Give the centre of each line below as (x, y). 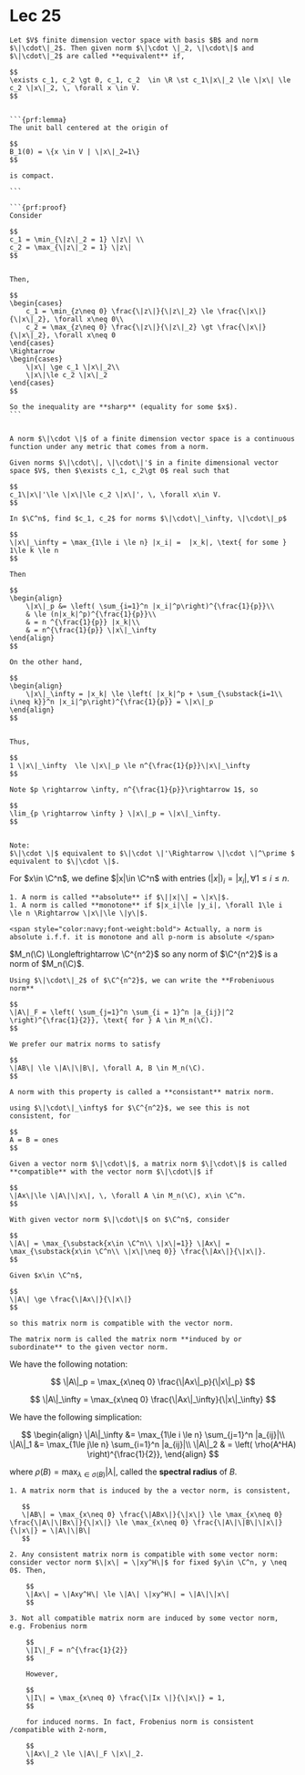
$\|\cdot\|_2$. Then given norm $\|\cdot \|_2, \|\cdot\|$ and (132, 48)
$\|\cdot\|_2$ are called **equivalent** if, (97, 56)
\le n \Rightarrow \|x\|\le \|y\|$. (79, 913)
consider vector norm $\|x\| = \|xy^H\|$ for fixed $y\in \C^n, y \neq (148, 1562)
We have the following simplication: (76, 1417)
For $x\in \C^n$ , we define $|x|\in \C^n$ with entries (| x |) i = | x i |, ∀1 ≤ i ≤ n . (149, 879)
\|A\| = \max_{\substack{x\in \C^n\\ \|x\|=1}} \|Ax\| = (120, 1243)
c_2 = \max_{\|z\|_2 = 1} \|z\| (71, 247)
